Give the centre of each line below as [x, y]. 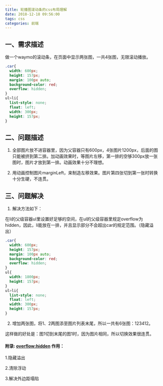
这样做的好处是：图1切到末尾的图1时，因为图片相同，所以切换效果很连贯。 [80, 334]
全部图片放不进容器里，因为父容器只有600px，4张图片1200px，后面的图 [85, 150]
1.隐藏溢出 [15, 358]
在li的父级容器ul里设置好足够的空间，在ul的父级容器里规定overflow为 [74, 219]
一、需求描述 [24, 44]
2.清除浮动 [16, 368]
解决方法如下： [27, 209]
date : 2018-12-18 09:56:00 [32, 14]
